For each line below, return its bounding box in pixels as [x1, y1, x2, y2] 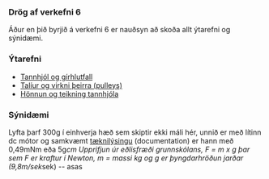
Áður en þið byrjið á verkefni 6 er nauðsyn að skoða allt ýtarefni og [8, 25, 231, 35]
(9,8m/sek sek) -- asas [8, 161, 83, 171]
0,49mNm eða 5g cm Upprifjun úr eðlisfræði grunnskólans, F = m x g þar [8, 144, 250, 154]
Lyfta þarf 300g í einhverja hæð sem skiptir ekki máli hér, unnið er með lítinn [8, 127, 262, 137]
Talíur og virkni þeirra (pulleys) [19, 80, 123, 90]
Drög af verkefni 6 [8, 6, 81, 18]
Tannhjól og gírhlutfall [19, 72, 93, 81]
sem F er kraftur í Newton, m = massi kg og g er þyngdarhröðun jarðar [8, 152, 244, 163]
